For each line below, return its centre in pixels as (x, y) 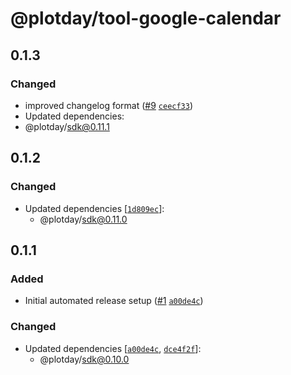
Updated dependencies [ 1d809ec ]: (94, 208)
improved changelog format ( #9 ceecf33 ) (109, 105)
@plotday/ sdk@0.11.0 (83, 219)
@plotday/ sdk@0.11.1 (67, 126)
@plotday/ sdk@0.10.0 (84, 359)
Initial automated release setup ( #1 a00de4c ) (114, 301)
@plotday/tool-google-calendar (146, 18)
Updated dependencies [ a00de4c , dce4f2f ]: (113, 348)
